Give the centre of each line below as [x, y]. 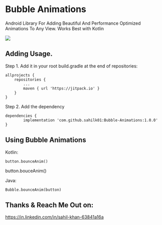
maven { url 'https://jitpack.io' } [61, 88]
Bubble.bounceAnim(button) [33, 190]
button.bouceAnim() [26, 171]
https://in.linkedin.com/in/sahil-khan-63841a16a [54, 217]
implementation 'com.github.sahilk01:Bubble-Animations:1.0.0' [91, 120]
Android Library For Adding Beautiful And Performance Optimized [73, 23]
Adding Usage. [29, 54]
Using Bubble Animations [46, 140]
